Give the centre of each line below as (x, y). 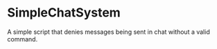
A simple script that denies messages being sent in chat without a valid (108, 32)
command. (23, 39)
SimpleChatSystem (64, 13)
